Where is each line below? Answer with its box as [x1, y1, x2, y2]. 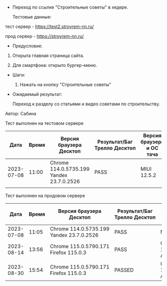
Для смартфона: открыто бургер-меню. [12, 62, 97, 68]
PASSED [114, 267, 134, 274]
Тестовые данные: [12, 14, 52, 19]
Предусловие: [12, 43, 43, 49]
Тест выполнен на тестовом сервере [5, 120, 83, 126]
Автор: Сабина [5, 111, 36, 116]
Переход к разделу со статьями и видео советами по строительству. [12, 101, 161, 107]
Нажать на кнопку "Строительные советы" [19, 82, 112, 87]
